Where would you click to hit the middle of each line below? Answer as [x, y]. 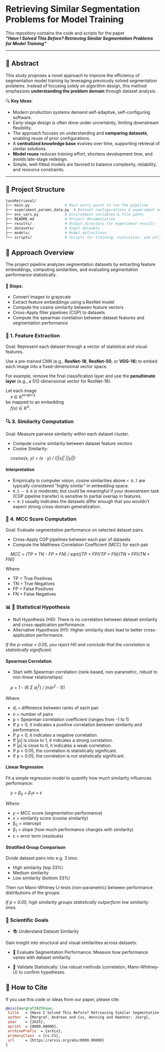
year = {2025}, [26, 1022]
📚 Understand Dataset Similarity [46, 931]
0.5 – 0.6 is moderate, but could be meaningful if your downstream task [86, 491]
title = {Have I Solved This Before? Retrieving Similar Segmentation [83, 1013]
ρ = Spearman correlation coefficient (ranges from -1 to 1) [71, 719]
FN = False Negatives [34, 594]
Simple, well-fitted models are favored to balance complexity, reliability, [85, 164]
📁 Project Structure [35, 190]
